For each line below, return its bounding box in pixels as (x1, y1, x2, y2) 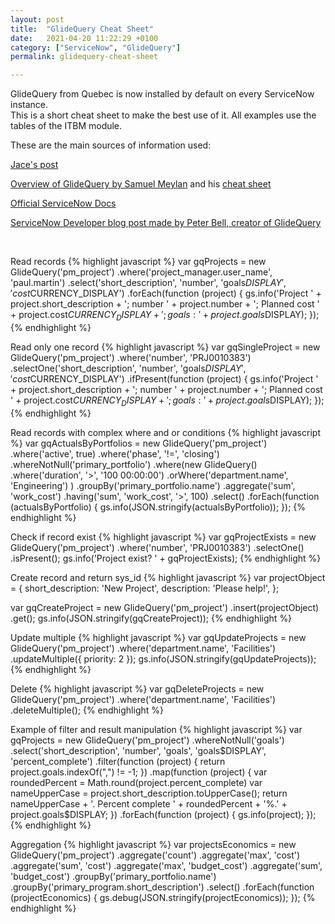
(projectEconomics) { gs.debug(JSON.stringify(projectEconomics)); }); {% (10, 891, 316, 903)
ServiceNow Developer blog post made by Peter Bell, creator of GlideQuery (10, 217, 322, 229)
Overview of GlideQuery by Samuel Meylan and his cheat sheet (10, 178, 272, 190)
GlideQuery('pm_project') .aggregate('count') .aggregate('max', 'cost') (10, 849, 301, 861)
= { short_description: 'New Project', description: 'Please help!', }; (10, 582, 280, 594)
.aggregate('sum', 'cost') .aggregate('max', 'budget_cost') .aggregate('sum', (10, 859, 323, 871)
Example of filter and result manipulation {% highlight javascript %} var (10, 723, 303, 735)
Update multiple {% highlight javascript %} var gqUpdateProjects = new (10, 631, 307, 643)
